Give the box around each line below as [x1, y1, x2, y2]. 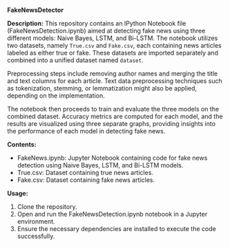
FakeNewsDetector [7, 6, 64, 14]
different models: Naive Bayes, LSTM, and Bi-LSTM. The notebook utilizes [7, 34, 218, 42]
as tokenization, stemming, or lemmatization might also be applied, [7, 84, 198, 92]
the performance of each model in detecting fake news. [7, 127, 166, 135]
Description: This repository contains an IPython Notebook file [7, 19, 186, 27]
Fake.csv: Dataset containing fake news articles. [17, 176, 155, 184]
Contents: [7, 140, 37, 148]
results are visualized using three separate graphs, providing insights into [7, 120, 216, 127]
